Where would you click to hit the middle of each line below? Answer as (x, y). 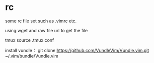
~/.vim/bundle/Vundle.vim (32, 56)
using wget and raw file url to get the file (46, 30)
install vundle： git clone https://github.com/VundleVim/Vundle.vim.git (77, 50)
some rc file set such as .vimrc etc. (41, 21)
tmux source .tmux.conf (30, 40)
